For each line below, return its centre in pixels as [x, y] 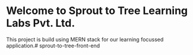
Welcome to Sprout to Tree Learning [97, 11]
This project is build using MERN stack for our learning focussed [85, 39]
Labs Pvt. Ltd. [41, 23]
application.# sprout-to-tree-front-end [53, 46]
